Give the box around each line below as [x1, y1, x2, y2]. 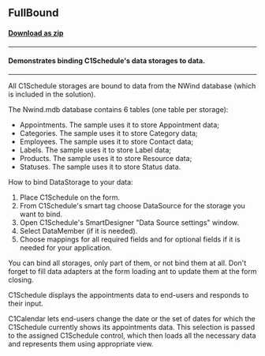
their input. [8, 298, 43, 308]
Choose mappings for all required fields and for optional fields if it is [19, 234, 241, 244]
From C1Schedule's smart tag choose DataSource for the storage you [19, 200, 246, 210]
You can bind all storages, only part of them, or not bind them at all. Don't [8, 258, 247, 268]
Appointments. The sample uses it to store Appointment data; [19, 120, 219, 129]
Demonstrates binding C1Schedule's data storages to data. [8, 56, 206, 66]
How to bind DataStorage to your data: [8, 177, 133, 186]
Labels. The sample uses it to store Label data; [19, 145, 172, 155]
